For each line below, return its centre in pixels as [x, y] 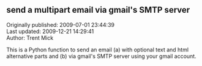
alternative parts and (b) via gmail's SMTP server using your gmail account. [102, 56]
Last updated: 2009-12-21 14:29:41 [50, 31]
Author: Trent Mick [30, 38]
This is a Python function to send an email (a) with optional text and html [97, 50]
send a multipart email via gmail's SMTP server [98, 10]
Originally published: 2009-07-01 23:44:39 [61, 24]
